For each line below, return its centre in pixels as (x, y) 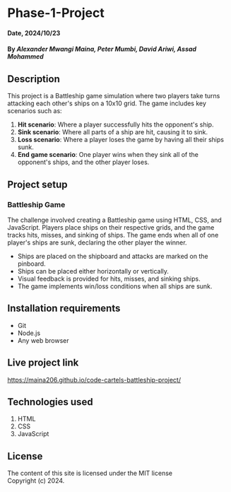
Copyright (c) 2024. (36, 481)
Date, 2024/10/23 (34, 33)
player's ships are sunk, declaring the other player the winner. (97, 242)
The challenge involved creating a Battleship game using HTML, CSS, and (115, 220)
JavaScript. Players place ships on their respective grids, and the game (111, 227)
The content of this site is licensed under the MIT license (90, 473)
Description (34, 79)
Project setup (38, 184)
